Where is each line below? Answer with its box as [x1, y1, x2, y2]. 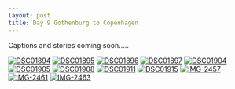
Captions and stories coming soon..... [8, 40, 130, 50]
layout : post [8, 11, 51, 20]
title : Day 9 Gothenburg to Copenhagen [8, 19, 139, 27]
